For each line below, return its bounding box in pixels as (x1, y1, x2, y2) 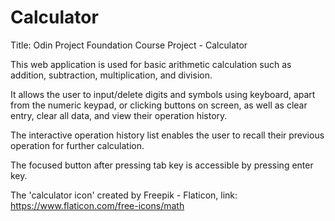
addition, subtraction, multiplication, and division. (10, 69, 213, 81)
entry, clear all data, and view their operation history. (10, 109, 228, 121)
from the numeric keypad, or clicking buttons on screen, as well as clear (10, 99, 308, 111)
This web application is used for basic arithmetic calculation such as (10, 58, 292, 70)
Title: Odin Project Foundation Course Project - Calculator (10, 39, 248, 51)
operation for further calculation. (10, 139, 145, 151)
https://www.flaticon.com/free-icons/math (10, 199, 185, 211)
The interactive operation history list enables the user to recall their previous (10, 129, 325, 141)
